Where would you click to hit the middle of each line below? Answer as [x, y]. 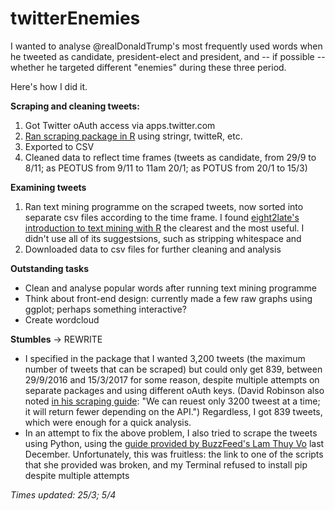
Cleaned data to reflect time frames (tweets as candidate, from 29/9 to [170, 157]
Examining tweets [48, 187]
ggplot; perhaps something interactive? [105, 309]
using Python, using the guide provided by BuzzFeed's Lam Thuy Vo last [174, 443]
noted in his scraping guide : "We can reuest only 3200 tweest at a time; [172, 401]
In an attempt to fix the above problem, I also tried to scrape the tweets [171, 433]
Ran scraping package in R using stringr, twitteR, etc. [133, 136]
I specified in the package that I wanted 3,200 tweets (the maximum [165, 358]
